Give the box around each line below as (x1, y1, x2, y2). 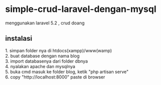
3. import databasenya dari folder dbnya (5, 58, 88, 64)
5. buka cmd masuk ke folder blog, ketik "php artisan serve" (5, 69, 129, 75)
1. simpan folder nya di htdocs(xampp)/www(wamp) (5, 47, 112, 53)
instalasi (5, 34, 32, 43)
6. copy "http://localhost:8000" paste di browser (5, 74, 105, 80)
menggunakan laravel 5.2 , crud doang (5, 20, 85, 26)
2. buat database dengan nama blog (5, 53, 80, 59)
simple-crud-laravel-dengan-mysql (5, 3, 156, 15)
